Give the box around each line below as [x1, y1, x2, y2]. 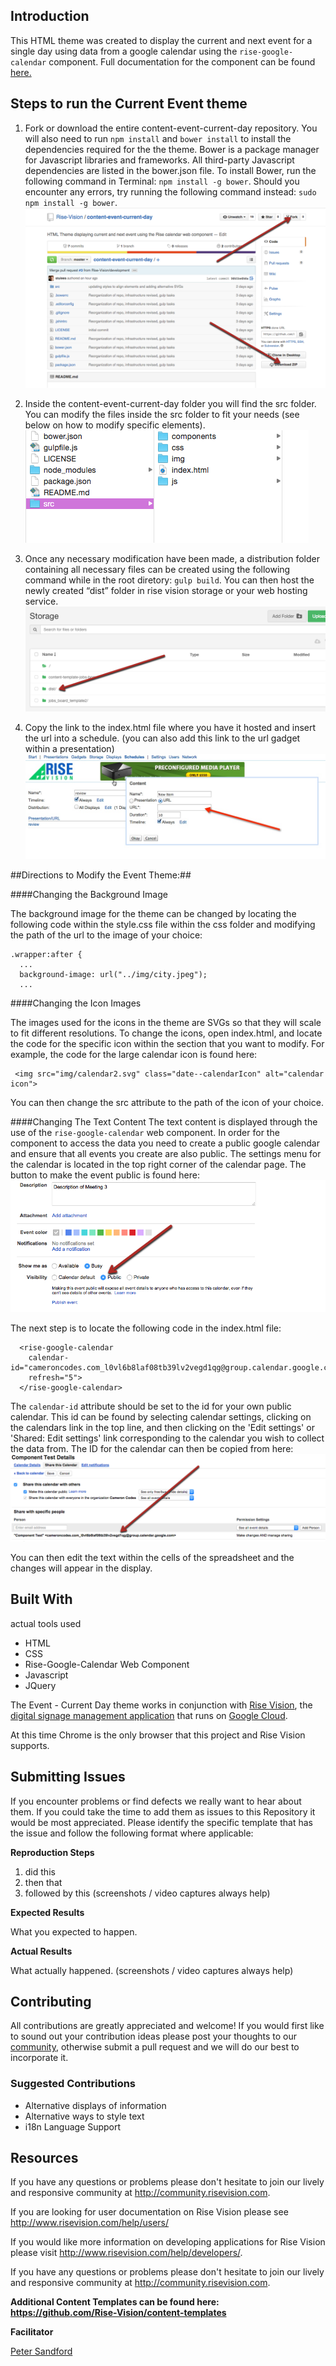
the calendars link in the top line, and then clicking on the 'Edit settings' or [10, 1422, 315, 1434]
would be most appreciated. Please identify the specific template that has [10, 1816, 313, 1828]
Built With [10, 1591, 73, 1608]
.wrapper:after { [10, 949, 83, 959]
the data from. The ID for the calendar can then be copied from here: [10, 1443, 294, 1455]
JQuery [24, 1679, 57, 1691]
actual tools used [10, 1617, 82, 1629]
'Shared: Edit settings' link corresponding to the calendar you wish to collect [10, 1432, 325, 1444]
